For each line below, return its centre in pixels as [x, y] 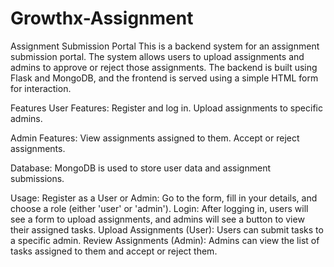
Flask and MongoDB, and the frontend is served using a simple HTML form [164, 78]
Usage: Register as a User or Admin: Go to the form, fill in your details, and [164, 198]
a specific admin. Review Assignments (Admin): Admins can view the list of [165, 240]
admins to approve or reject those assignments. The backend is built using [164, 67]
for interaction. [41, 88]
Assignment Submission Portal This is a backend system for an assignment [165, 46]
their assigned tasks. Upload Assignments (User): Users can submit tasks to [167, 229]
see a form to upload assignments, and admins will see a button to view [157, 219]
